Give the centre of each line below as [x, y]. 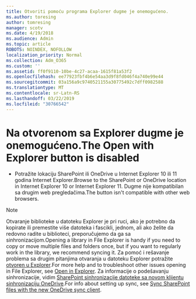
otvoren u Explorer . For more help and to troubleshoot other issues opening [96, 265]
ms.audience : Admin [30, 39]
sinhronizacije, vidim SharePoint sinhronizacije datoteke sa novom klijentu [95, 277]
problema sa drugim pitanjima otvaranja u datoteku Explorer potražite [90, 259]
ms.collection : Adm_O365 [36, 60]
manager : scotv [25, 28]
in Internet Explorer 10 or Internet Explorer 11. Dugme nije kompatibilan [99, 186]
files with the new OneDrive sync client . [54, 290]
